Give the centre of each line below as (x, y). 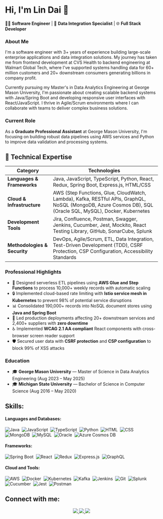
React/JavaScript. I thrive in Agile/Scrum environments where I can (72, 103)
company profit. (21, 78)
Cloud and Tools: (23, 468)
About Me (17, 41)
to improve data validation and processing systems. (57, 142)
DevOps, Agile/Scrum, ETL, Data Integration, (103, 239)
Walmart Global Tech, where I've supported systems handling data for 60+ (80, 68)
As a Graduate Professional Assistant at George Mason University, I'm (76, 131)
